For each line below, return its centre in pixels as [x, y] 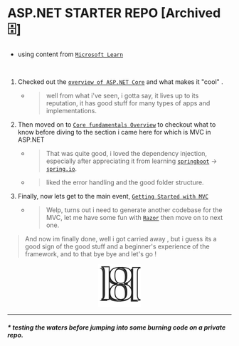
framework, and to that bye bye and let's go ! [90, 253]
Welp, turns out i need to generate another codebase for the [134, 210]
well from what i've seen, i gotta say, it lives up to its [122, 95]
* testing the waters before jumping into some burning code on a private [117, 327]
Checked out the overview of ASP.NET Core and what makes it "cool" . [121, 82]
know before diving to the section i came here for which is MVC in [114, 132]
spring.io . [61, 168]
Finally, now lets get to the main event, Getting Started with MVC [113, 196]
